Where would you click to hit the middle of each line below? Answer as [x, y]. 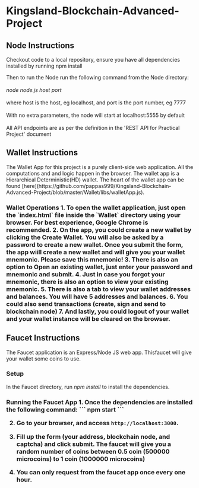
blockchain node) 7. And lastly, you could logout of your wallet [97, 311]
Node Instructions [40, 45]
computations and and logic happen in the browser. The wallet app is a [93, 173]
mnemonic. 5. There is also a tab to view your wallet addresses [99, 289]
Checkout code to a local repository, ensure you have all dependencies [93, 60]
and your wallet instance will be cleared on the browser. [88, 318]
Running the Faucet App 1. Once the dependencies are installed [99, 402]
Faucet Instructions [43, 338]
